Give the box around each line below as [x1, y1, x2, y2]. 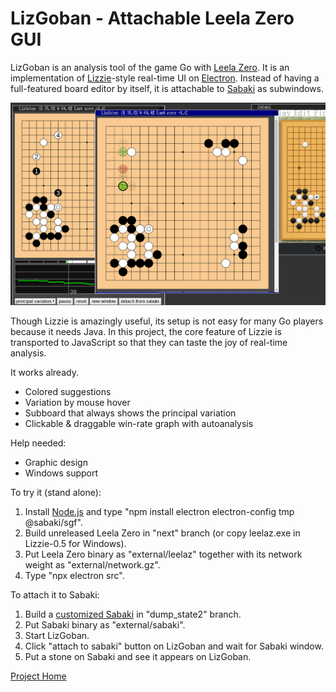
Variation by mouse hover [24, 397, 131, 409]
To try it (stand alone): [10, 487, 102, 499]
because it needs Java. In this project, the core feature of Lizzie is [10, 326, 282, 338]
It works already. [10, 367, 79, 379]
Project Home [10, 670, 67, 682]
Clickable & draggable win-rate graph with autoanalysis [24, 418, 254, 430]
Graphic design [24, 457, 88, 469]
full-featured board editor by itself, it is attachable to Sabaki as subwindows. [10, 82, 324, 94]
